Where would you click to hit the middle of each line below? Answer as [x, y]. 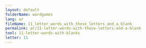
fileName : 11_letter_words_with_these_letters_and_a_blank [69, 24]
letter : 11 [17, 38]
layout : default [22, 10]
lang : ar [14, 19]
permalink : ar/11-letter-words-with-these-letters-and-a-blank [73, 28]
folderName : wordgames [29, 14]
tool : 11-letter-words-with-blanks [43, 33]
